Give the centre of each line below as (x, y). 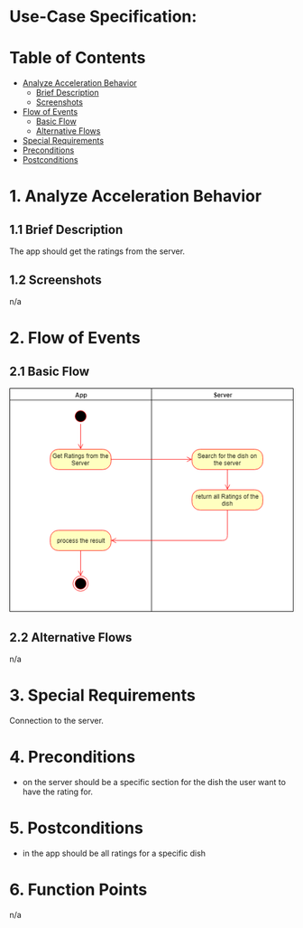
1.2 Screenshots (55, 280)
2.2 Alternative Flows (71, 637)
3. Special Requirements (102, 695)
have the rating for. (57, 792)
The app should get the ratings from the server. (97, 251)
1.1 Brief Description (66, 229)
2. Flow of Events (75, 338)
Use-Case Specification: (103, 17)
